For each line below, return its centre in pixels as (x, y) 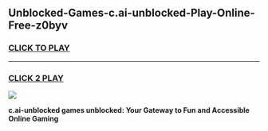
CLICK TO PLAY (39, 48)
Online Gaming (33, 118)
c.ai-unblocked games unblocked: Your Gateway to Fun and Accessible (129, 110)
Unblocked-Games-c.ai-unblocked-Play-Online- (132, 13)
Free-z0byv (38, 26)
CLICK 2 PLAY (36, 78)
